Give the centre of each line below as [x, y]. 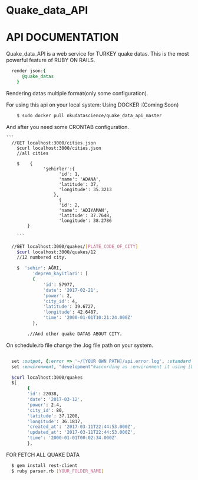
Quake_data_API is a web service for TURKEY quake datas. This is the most [98, 54]
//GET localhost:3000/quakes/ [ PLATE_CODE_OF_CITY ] [75, 246]
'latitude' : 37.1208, [54, 416]
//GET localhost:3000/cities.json [54, 143]
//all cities [33, 153]
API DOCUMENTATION [62, 38]
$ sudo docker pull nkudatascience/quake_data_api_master [89, 115]
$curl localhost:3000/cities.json [59, 148]
